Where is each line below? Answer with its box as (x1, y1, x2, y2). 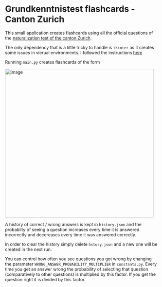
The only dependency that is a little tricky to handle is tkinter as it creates (5, 44, 154, 50)
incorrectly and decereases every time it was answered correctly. (5, 231, 137, 237)
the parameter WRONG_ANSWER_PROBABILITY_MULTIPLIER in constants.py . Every (5, 261, 157, 267)
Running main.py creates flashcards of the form (5, 59, 100, 65)
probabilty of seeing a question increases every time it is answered (5, 227, 140, 232)
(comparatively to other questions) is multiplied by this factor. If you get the (5, 271, 156, 277)
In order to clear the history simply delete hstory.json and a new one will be (5, 241, 158, 247)
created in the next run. (5, 246, 52, 252)
